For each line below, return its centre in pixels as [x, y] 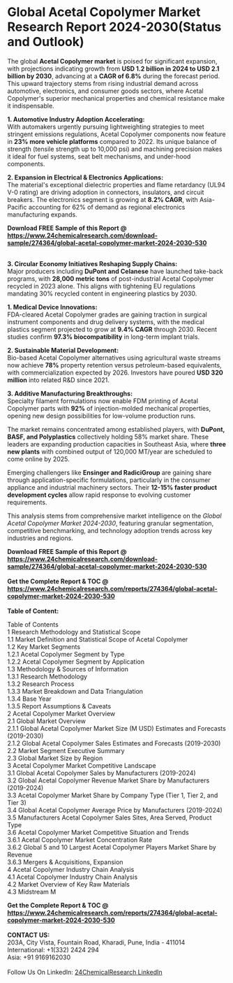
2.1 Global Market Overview [46, 721]
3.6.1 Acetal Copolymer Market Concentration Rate [80, 840]
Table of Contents [33, 624]
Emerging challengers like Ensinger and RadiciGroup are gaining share [110, 472]
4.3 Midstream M [32, 891]
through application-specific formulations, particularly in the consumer [109, 480]
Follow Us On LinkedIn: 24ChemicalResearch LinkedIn [85, 972]
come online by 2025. [38, 459]
